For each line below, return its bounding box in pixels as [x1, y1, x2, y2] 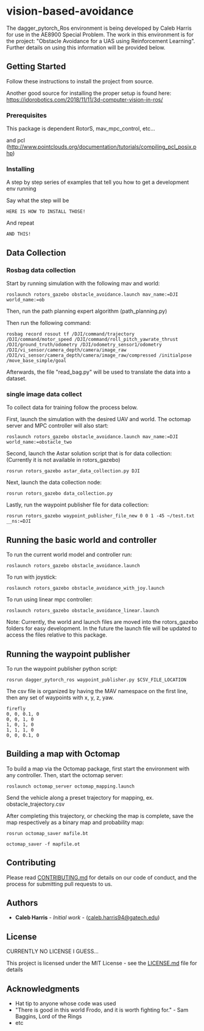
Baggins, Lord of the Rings [15, 1013, 82, 1020]
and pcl [6, 137, 26, 144]
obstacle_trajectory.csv [6, 800, 65, 808]
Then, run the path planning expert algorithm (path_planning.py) [6, 307, 167, 315]
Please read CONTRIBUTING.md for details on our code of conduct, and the [6, 873, 197, 881]
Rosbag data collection [6, 266, 76, 274]
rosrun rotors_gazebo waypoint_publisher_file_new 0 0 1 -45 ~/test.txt [6, 513, 195, 519]
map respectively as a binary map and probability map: [6, 819, 144, 826]
